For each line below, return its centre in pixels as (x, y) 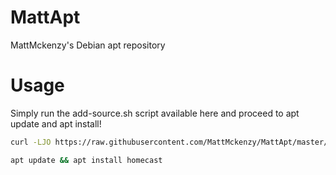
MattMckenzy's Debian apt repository (88, 45)
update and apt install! (56, 123)
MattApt (45, 17)
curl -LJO (31, 142)
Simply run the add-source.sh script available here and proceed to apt (155, 113)
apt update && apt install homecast (86, 160)
